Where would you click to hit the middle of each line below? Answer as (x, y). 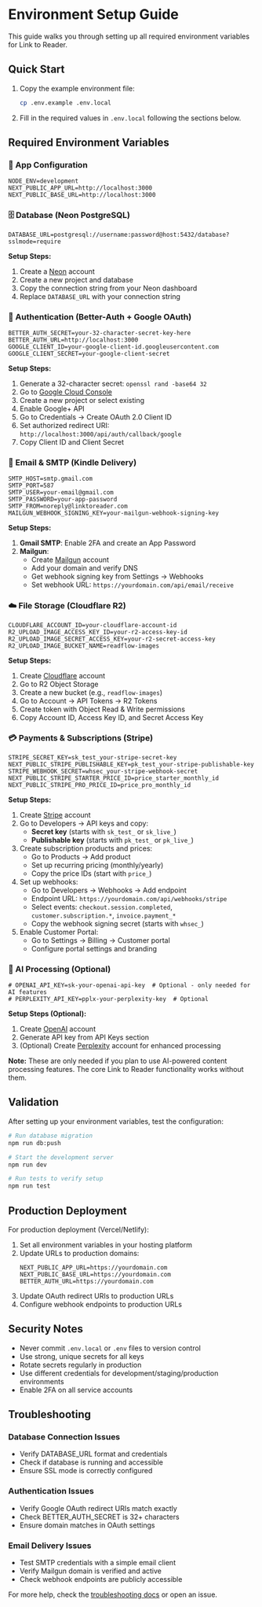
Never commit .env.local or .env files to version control (110, 1348)
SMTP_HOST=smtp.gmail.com (50, 479)
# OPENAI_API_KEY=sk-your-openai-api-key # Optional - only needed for (129, 985)
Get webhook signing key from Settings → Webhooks (117, 577)
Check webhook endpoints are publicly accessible (101, 1579)
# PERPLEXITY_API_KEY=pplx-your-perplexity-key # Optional (109, 999)
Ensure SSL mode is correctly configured (86, 1471)
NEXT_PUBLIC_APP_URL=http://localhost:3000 (80, 188)
